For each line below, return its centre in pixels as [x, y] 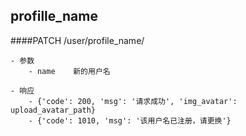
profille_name [54, 16]
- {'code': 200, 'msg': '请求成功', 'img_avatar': [133, 101]
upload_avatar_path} [53, 110]
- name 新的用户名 [69, 71]
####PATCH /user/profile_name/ [77, 40]
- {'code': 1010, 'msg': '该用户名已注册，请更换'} [130, 120]
